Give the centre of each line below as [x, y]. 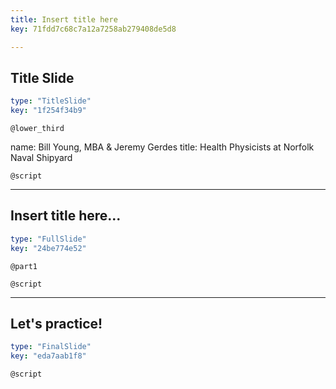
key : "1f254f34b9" [48, 111]
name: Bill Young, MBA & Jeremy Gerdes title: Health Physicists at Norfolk [162, 147]
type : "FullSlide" [48, 239]
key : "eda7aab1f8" [48, 356]
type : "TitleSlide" [51, 101]
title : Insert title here [64, 19]
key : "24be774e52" [48, 248]
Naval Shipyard [41, 158]
